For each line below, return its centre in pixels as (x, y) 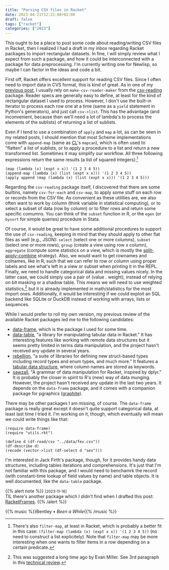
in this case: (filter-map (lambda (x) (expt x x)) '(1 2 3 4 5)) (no (85, 531)
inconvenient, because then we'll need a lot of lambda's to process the (78, 117)
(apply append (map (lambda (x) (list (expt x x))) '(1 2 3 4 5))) (77, 177)
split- (149, 250)
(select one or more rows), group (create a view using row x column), (76, 245)
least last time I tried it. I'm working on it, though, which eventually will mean (84, 414)
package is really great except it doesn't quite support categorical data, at (82, 409)
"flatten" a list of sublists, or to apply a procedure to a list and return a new (82, 148)
